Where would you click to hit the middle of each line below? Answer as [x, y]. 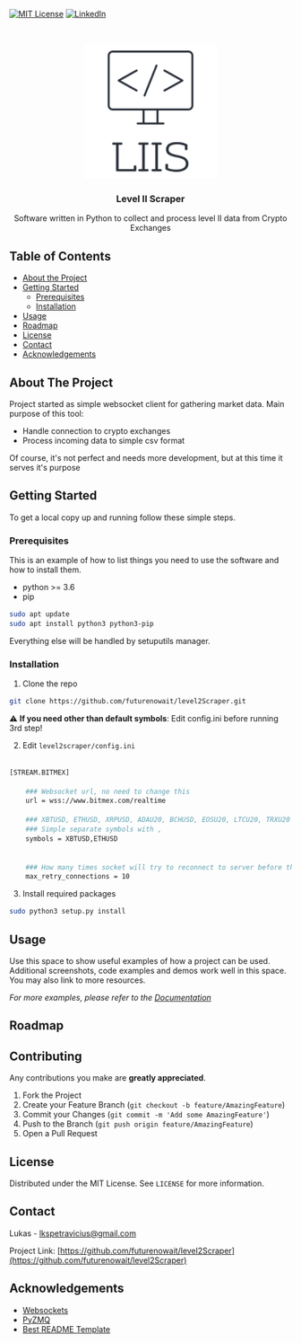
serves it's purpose [45, 467]
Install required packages [69, 894]
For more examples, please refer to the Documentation [111, 998]
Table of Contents [60, 256]
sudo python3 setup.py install [68, 912]
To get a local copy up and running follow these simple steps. [122, 517]
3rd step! [26, 728]
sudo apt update [39, 614]
